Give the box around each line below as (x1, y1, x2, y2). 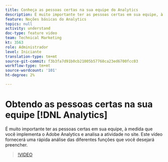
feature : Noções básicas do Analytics (5, 17, 87, 22)
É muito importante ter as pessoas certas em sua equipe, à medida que (5, 126, 153, 132)
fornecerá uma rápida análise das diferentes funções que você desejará (5, 136, 154, 142)
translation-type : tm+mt (5, 54, 57, 59)
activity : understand (5, 26, 51, 31)
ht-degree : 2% (5, 73, 35, 78)
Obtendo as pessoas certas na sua (5, 99, 153, 110)
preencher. (5, 141, 28, 148)
